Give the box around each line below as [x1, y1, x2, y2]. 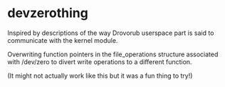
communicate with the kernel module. [7, 36, 118, 44]
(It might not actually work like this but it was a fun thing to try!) [7, 71, 193, 80]
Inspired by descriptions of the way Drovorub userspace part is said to [7, 29, 214, 37]
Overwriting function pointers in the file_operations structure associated [7, 50, 219, 58]
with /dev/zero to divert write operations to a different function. [7, 57, 192, 66]
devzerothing [7, 5, 89, 21]
